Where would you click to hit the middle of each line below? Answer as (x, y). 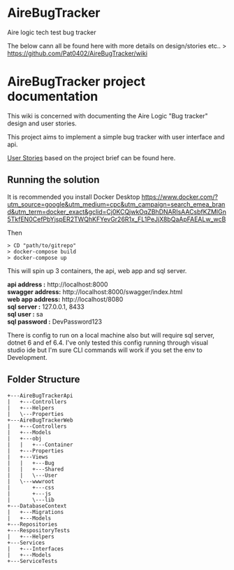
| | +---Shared (36, 469)
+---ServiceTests (32, 561)
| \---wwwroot (31, 481)
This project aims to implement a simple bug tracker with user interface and (116, 137)
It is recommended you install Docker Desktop (74, 197)
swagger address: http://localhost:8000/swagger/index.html (95, 291)
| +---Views (28, 457)
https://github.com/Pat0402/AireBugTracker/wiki (78, 53)
